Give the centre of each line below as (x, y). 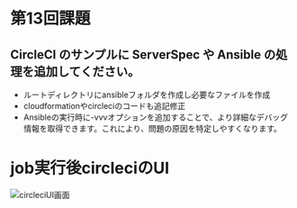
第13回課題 (50, 18)
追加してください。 (87, 72)
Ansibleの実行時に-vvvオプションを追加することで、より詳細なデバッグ (156, 117)
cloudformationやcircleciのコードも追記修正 (104, 106)
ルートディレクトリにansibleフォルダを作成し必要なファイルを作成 (147, 95)
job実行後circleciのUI (90, 168)
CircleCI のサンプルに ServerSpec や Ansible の (143, 54)
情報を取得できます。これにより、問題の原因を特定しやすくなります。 (153, 128)
